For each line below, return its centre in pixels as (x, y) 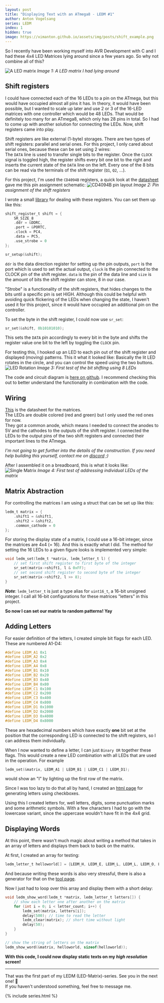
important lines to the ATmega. (36, 441)
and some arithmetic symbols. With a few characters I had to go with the (78, 808)
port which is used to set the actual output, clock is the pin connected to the (82, 269)
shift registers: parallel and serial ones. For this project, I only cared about (79, 144)
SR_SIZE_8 (24, 218)
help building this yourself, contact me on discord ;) (57, 456)
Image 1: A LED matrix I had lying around (78, 71)
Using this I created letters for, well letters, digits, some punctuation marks (80, 803)
